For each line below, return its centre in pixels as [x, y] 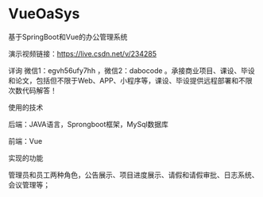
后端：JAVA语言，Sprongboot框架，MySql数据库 [89, 124]
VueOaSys [44, 14]
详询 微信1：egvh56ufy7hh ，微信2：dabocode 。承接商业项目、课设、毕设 [132, 70]
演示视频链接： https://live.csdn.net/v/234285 [83, 53]
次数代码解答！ [33, 90]
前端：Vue [25, 141]
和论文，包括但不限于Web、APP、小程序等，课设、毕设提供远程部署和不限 [130, 80]
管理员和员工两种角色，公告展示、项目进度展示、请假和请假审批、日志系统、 [133, 175]
